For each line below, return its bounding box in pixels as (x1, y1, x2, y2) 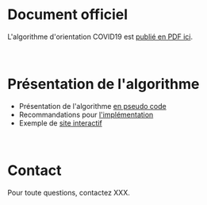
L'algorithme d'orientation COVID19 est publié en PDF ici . (7, 32, 194, 41)
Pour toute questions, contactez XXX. (7, 188, 130, 197)
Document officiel (7, 6, 128, 24)
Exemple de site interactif (18, 118, 102, 128)
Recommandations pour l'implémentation (18, 110, 154, 119)
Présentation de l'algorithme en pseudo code (18, 101, 167, 110)
